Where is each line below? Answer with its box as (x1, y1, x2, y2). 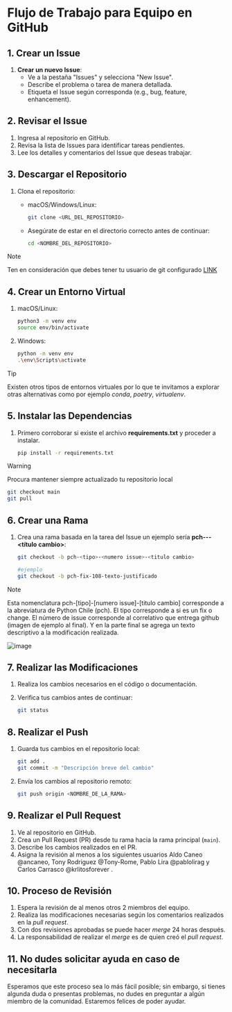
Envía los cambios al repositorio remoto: (17, 777, 132, 785)
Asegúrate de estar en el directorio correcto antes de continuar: (27, 226, 210, 235)
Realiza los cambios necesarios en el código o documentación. (17, 680, 197, 689)
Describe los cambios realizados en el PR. (17, 843, 137, 851)
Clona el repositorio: (17, 187, 75, 195)
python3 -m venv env (17, 318, 77, 325)
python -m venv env (17, 350, 74, 357)
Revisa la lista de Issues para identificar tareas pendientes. (17, 141, 185, 149)
